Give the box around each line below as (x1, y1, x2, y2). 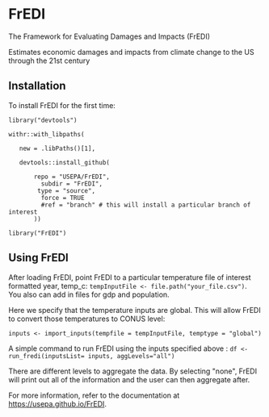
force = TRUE (40, 194, 85, 202)
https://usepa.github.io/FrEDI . (8, 398, 107, 408)
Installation (8, 79, 66, 93)
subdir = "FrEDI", (40, 179, 103, 188)
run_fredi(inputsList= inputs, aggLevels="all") (8, 352, 175, 360)
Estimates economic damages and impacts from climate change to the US (8, 47, 254, 56)
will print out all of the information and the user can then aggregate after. (8, 374, 250, 384)
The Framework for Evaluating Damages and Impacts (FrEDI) (8, 31, 211, 41)
